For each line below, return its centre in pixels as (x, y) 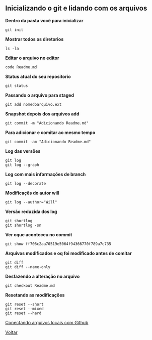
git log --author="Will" (31, 202)
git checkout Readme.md (30, 285)
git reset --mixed (24, 309)
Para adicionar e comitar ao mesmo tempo (50, 132)
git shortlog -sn (23, 225)
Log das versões (23, 151)
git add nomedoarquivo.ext (33, 104)
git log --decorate (26, 183)
